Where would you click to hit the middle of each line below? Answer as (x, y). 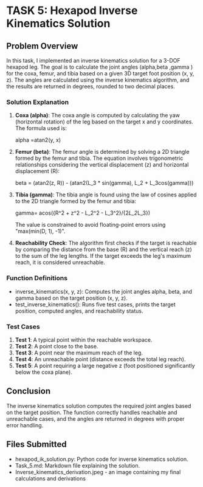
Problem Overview (42, 46)
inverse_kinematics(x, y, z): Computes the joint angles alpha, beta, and (104, 291)
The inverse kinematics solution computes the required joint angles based (99, 406)
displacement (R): (37, 171)
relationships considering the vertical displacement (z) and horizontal (102, 165)
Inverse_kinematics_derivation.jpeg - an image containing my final (98, 472)
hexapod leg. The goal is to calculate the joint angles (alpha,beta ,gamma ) (100, 67)
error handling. (25, 425)
